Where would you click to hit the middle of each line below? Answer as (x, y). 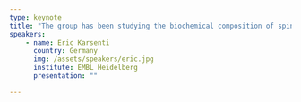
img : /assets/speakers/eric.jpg (93, 59)
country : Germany (65, 51)
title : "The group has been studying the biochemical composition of (142, 26)
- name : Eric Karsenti (68, 42)
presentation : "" (65, 76)
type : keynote (36, 17)
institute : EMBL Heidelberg (86, 68)
